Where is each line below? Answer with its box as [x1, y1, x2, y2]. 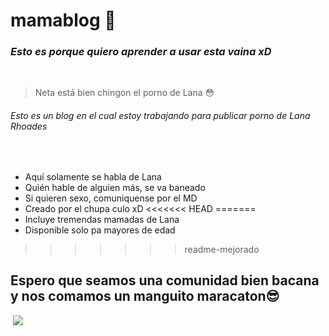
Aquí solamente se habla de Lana [24, 170, 162, 183]
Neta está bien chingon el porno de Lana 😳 [34, 87, 215, 99]
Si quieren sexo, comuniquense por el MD [24, 192, 198, 204]
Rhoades [10, 120, 48, 133]
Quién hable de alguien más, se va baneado [24, 181, 206, 193]
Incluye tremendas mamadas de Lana [24, 213, 180, 225]
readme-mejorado [184, 243, 260, 255]
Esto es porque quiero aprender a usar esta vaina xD [10, 45, 272, 59]
